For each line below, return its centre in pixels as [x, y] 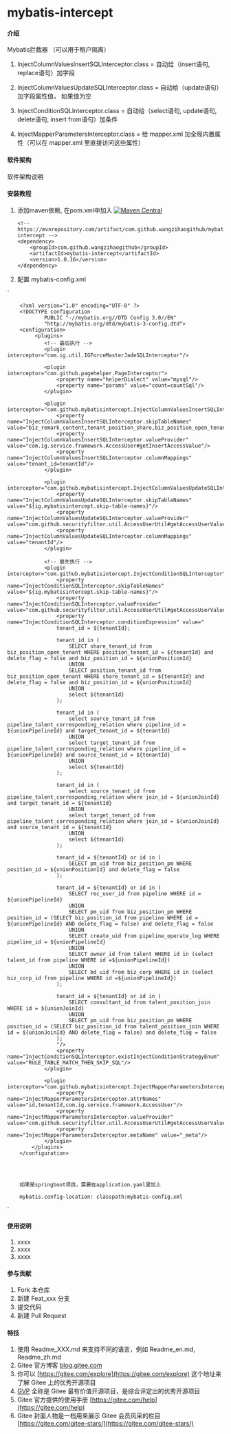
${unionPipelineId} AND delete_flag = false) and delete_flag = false [110, 924]
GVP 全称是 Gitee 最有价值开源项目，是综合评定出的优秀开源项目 [109, 1391]
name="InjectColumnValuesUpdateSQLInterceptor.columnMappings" [100, 536]
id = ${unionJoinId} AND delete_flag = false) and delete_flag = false [112, 1033]
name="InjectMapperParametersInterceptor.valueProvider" [90, 1117]
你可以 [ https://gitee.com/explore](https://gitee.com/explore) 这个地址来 [119, 1374]
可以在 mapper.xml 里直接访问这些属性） [87, 143]
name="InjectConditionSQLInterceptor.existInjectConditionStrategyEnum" [113, 1057]
